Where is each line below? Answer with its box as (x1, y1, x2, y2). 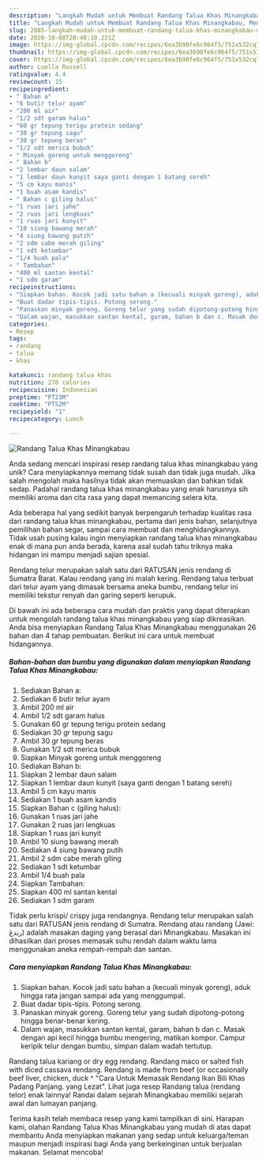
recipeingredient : (9, 85, 69, 93)
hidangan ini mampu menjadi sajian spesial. (9, 550, 151, 559)
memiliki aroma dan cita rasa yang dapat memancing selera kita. (9, 492, 218, 502)
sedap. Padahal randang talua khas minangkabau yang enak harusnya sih (9, 484, 249, 494)
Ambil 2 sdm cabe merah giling (20, 853, 122, 863)
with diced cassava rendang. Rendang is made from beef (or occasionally (9, 1064, 249, 1075)
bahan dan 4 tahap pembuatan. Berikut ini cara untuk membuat (9, 630, 215, 640)
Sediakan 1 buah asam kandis (20, 795, 117, 804)
